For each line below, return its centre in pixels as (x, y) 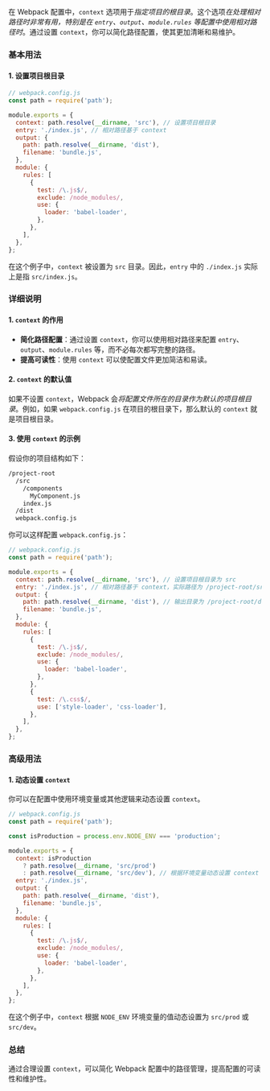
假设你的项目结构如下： (47, 458)
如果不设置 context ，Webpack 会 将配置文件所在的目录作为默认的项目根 (127, 399)
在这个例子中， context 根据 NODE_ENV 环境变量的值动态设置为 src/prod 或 (129, 1017)
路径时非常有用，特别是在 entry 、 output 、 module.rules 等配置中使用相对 (129, 22)
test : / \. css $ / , (64, 699)
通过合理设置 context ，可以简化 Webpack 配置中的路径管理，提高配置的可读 (135, 1068)
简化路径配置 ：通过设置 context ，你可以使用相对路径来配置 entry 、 (131, 339)
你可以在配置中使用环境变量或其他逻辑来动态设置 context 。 (106, 799)
